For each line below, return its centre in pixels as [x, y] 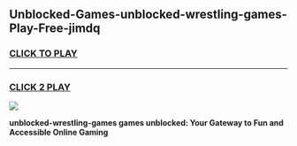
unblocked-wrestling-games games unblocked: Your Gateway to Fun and [147, 122]
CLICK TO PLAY [43, 54]
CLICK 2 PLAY [40, 87]
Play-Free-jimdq [55, 29]
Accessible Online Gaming [59, 132]
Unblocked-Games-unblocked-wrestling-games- [148, 15]
